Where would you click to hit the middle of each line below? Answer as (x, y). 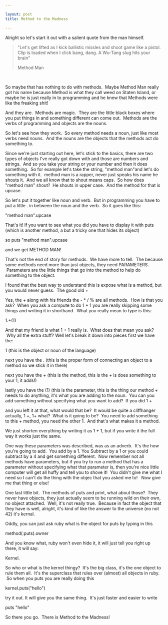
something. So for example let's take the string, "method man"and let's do (82, 169)
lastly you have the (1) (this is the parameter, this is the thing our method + (82, 390)
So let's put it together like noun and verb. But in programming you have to (82, 200)
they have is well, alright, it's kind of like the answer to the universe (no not (82, 508)
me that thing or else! (27, 483)
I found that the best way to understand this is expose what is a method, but (83, 285)
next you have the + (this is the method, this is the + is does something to (81, 375)
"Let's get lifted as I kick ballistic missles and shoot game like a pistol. (89, 47)
